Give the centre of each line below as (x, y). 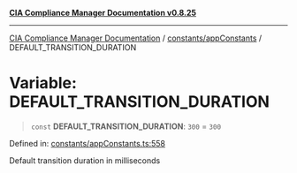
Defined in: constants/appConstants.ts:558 (88, 143)
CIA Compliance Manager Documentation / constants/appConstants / (136, 38)
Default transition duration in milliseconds (85, 160)
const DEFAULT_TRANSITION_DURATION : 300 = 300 (126, 126)
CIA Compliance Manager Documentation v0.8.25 (103, 13)
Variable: (43, 83)
